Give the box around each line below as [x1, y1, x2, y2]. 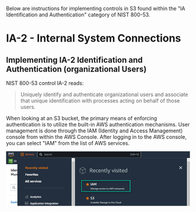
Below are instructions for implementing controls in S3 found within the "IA [6, 5, 185, 12]
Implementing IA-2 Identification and [6, 55, 143, 65]
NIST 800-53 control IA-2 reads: [6, 80, 84, 87]
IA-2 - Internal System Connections [6, 32, 181, 45]
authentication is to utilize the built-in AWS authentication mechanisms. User [6, 121, 190, 128]
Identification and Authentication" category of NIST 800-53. [6, 11, 150, 18]
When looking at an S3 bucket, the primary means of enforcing [6, 115, 157, 122]
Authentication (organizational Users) [6, 64, 147, 74]
